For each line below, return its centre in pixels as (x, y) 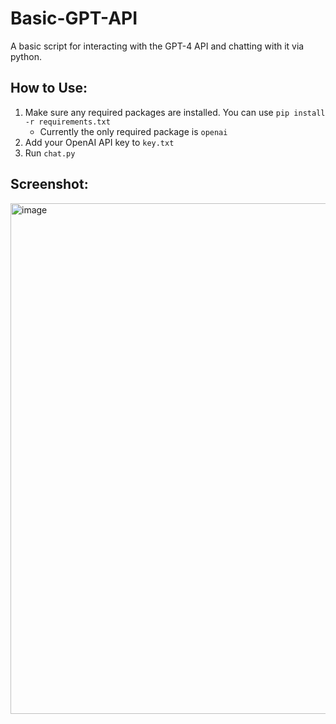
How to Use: (49, 88)
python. (26, 56)
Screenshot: (49, 184)
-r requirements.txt (67, 122)
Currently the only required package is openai (133, 131)
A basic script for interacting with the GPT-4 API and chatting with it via (157, 46)
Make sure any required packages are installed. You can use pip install (175, 112)
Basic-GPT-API (74, 18)
